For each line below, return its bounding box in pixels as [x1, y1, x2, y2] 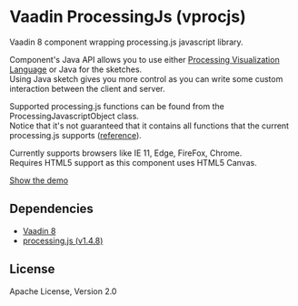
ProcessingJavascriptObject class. [9, 110, 139, 121]
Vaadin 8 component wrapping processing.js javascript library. [9, 36, 243, 47]
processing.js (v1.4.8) [22, 235, 104, 246]
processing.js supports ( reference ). [9, 129, 143, 140]
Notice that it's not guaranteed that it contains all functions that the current [9, 120, 289, 131]
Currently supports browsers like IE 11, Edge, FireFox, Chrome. [9, 148, 243, 158]
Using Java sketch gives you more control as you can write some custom [9, 73, 283, 84]
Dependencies [9, 201, 94, 217]
